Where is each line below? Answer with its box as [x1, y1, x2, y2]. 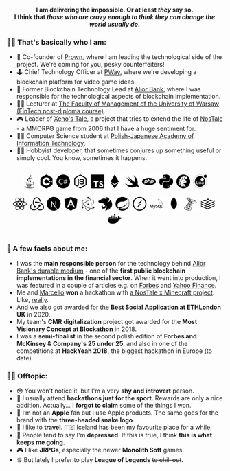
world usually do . [89, 20, 140, 28]
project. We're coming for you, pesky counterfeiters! [16, 60, 165, 68]
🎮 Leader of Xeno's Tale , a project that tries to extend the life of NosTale [16, 114, 224, 123]
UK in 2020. [16, 310, 51, 319]
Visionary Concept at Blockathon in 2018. [16, 325, 137, 333]
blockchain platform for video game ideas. [16, 78, 137, 86]
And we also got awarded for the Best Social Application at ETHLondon [16, 303, 221, 312]
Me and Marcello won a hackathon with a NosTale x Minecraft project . [16, 288, 215, 297]
